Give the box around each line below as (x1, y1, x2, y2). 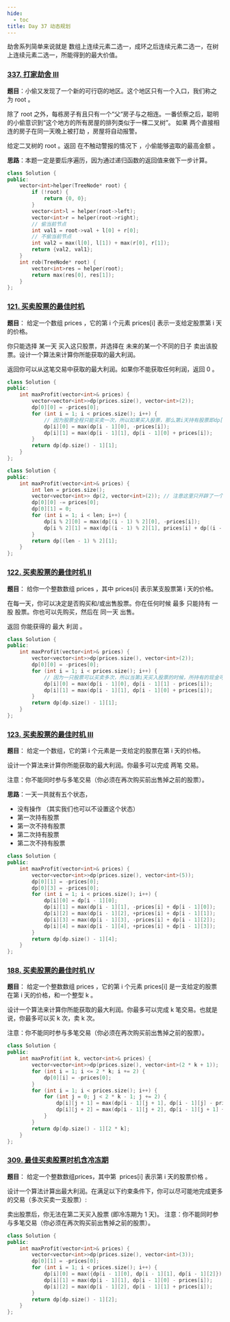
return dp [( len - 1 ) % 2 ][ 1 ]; (31, 537, 118, 545)
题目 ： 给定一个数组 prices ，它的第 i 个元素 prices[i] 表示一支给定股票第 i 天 (7, 319, 222, 327)
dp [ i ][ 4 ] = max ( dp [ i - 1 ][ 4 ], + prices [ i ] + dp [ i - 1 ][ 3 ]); (43, 923, 216, 930)
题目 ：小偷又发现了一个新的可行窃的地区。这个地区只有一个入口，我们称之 (7, 86, 217, 95)
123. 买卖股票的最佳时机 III (7, 729, 94, 739)
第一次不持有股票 (16, 822, 66, 830)
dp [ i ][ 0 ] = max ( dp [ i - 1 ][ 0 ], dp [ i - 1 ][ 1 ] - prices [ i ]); (43, 680, 214, 687)
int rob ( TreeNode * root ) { (19, 258, 97, 266)
